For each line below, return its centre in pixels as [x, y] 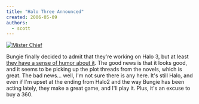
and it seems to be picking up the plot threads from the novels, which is [94, 70]
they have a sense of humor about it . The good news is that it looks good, [97, 63]
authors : [17, 23]
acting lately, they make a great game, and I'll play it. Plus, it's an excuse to [98, 88]
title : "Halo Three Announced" [45, 12]
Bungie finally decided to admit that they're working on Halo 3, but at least [98, 56]
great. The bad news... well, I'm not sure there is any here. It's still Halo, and [99, 75]
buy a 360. [19, 94]
